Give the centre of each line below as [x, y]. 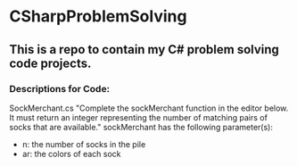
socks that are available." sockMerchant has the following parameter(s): [141, 127]
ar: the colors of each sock [71, 154]
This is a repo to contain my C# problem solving [144, 50]
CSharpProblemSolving [98, 17]
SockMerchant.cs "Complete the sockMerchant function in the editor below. [149, 108]
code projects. [50, 63]
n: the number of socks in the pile [84, 144]
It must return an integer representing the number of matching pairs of [138, 117]
